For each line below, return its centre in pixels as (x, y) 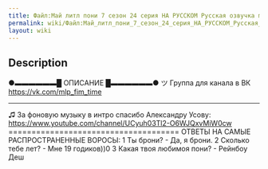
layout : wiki (30, 30)
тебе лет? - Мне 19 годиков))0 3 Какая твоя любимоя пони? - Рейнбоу (128, 149)
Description (38, 63)
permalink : (26, 23)
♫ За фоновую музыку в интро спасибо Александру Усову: (110, 115)
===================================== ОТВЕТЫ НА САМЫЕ (130, 132)
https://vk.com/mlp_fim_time (55, 92)
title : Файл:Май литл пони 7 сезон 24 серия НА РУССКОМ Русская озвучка (132, 16)
